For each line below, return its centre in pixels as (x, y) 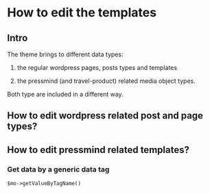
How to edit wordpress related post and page (105, 116)
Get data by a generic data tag (58, 169)
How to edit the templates (82, 13)
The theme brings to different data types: (65, 54)
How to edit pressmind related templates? (98, 150)
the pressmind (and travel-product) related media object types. (106, 81)
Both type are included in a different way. (65, 94)
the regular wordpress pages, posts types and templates (97, 68)
